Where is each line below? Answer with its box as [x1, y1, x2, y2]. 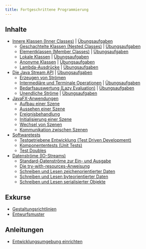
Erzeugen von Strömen [19, 75, 66, 81]
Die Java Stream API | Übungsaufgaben [12, 70, 93, 75]
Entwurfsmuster [12, 211, 45, 217]
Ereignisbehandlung [19, 111, 60, 117]
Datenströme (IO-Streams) [12, 153, 66, 159]
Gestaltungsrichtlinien [12, 206, 57, 212]
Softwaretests [12, 132, 41, 138]
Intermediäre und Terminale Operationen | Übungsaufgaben [19, 80, 141, 86]
